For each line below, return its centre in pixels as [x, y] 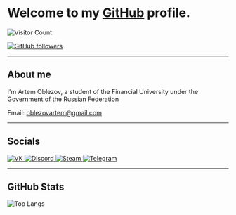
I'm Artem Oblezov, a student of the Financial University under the [103, 91]
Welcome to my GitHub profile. [99, 13]
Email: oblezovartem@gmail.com [54, 112]
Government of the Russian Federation [63, 99]
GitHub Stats [36, 187]
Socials [24, 142]
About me [29, 75]
